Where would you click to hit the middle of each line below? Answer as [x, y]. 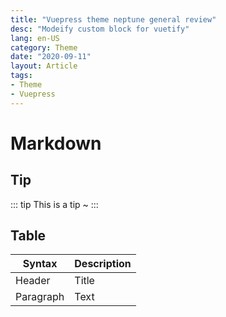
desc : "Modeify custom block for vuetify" [100, 29]
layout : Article [44, 66]
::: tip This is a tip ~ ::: [54, 204]
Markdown [56, 143]
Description [103, 264]
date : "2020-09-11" [51, 57]
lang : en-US [35, 38]
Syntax [40, 264]
